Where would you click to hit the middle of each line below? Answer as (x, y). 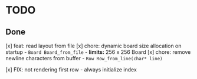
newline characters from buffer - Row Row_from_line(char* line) (84, 58)
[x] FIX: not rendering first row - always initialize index (71, 70)
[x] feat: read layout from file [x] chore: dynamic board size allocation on (93, 46)
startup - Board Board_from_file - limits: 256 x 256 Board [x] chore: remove (98, 52)
